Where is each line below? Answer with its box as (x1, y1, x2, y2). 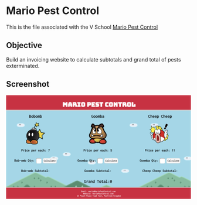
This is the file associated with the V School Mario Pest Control (6, 23, 158, 30)
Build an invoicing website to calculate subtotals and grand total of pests (6, 56, 181, 63)
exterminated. (6, 62, 40, 69)
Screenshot (6, 79, 50, 89)
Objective (6, 40, 43, 50)
